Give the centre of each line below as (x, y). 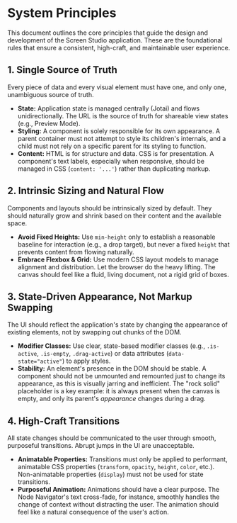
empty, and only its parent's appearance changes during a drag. (112, 399)
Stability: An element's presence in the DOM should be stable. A (112, 369)
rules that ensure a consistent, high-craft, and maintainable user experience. (119, 47)
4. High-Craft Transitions (64, 421)
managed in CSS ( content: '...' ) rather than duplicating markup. (114, 169)
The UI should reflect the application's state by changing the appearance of (118, 325)
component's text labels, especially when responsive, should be (111, 161)
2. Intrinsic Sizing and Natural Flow (86, 191)
